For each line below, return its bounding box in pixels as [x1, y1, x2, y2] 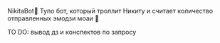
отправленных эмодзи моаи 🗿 [7, 14, 100, 23]
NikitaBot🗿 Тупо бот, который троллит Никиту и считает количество [7, 7, 214, 15]
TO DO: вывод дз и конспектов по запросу [7, 28, 137, 36]
